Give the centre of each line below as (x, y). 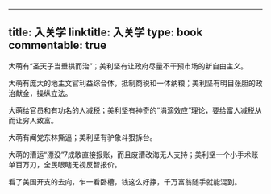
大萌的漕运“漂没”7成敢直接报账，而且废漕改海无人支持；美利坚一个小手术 (130, 155)
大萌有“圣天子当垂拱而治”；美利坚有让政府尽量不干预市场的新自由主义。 (128, 66)
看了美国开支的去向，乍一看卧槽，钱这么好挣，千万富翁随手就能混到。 (125, 181)
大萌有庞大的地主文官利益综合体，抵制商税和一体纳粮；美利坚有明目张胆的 (132, 83)
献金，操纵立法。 (44, 93)
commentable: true (58, 45)
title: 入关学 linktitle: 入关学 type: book (106, 33)
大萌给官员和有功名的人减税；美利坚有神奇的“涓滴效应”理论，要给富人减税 (132, 110)
